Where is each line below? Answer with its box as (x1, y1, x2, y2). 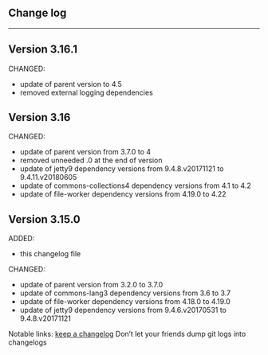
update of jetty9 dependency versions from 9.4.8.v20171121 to (19, 164, 224, 174)
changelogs (8, 337, 47, 347)
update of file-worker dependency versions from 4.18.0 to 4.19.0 (19, 297, 231, 306)
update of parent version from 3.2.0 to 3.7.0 (19, 280, 164, 290)
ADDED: (8, 234, 35, 244)
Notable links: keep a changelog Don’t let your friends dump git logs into (8, 330, 246, 339)
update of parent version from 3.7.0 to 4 (19, 147, 152, 157)
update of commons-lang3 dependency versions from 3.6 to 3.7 (19, 288, 231, 298)
